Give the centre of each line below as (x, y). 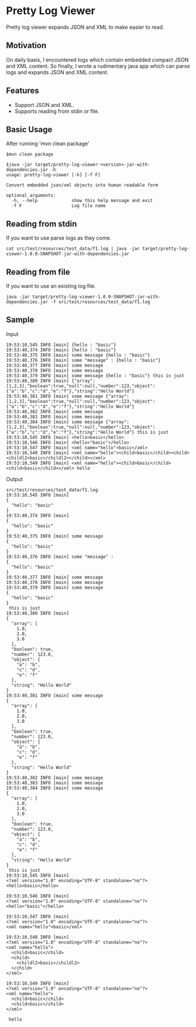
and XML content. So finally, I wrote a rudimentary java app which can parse (98, 66)
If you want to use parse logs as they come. (59, 238)
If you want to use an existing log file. (51, 286)
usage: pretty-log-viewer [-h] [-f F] (53, 175)
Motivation (26, 46)
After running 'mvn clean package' (48, 144)
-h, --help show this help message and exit (82, 201)
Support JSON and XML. (44, 105)
